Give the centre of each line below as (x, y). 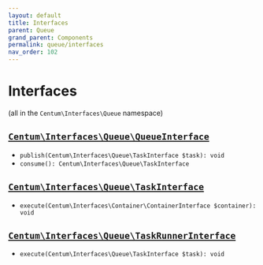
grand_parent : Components (50, 37)
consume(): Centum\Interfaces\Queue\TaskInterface (104, 164)
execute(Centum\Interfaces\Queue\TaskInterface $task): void (122, 254)
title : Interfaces (38, 23)
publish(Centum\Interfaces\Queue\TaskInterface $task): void (122, 155)
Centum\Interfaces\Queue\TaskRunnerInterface (122, 235)
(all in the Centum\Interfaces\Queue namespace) (86, 113)
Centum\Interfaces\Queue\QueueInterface (109, 137)
